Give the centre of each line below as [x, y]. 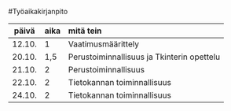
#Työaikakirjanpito [38, 11]
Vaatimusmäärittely [104, 44]
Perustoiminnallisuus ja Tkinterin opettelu [144, 57]
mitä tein [85, 31]
